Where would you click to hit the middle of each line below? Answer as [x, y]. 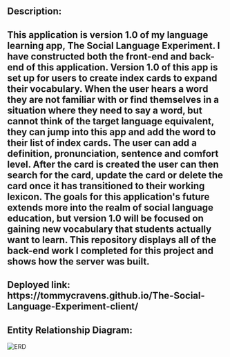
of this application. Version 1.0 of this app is [122, 67]
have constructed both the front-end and [97, 56]
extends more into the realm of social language [111, 208]
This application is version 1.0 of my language [108, 35]
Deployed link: [39, 285]
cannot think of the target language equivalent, [111, 121]
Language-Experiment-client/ [73, 307]
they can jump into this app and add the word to [112, 132]
